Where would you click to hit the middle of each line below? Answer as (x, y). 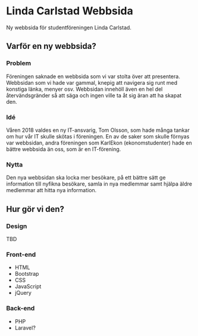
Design (17, 226)
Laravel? (25, 328)
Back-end (21, 309)
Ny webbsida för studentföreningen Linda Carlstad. (69, 27)
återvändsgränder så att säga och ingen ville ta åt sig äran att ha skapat (94, 95)
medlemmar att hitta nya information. (51, 190)
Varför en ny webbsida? (51, 46)
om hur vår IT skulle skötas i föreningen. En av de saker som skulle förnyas (98, 136)
